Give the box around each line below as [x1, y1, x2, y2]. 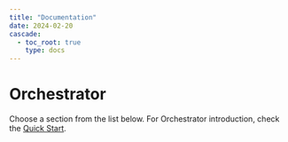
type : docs [25, 46, 66, 55]
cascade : [9, 29, 42, 38]
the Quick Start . [9, 123, 66, 134]
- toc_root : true [17, 37, 82, 47]
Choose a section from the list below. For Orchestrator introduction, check [9, 114, 280, 124]
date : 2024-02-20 [9, 21, 74, 30]
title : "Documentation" [9, 12, 97, 22]
